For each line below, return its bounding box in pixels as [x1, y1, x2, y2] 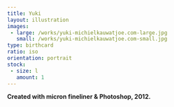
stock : [7, 61, 26, 68]
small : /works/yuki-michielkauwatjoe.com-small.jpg [16, 36, 168, 43]
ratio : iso [7, 49, 39, 56]
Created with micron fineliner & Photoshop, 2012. [7, 93, 151, 101]
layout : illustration [7, 16, 69, 23]
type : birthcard [7, 42, 54, 49]
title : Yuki [7, 10, 41, 17]
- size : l [10, 67, 39, 74]
